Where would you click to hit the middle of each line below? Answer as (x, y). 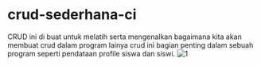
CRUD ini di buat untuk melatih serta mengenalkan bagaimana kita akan (125, 37)
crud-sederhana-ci (72, 15)
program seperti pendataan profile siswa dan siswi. (92, 53)
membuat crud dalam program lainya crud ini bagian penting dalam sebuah (130, 45)
